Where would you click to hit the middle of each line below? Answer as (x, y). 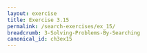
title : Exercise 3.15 (38, 20)
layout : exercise (32, 13)
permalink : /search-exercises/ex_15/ (61, 26)
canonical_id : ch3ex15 (40, 39)
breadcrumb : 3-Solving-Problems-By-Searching (73, 33)
